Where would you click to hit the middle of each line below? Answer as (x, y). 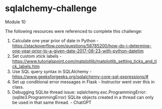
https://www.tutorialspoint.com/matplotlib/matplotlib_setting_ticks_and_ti (84, 61)
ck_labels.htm (26, 66)
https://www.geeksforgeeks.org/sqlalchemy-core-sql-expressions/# (80, 77)
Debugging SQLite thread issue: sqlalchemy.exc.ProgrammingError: (79, 92)
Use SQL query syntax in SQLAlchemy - (52, 71)
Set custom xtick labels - (37, 56)
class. (18, 87)
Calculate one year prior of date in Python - (55, 40)
